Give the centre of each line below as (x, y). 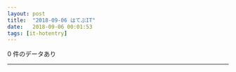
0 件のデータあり (32, 54)
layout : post (26, 14)
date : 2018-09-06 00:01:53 (50, 27)
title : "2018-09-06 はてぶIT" (52, 20)
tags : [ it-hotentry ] (38, 33)
